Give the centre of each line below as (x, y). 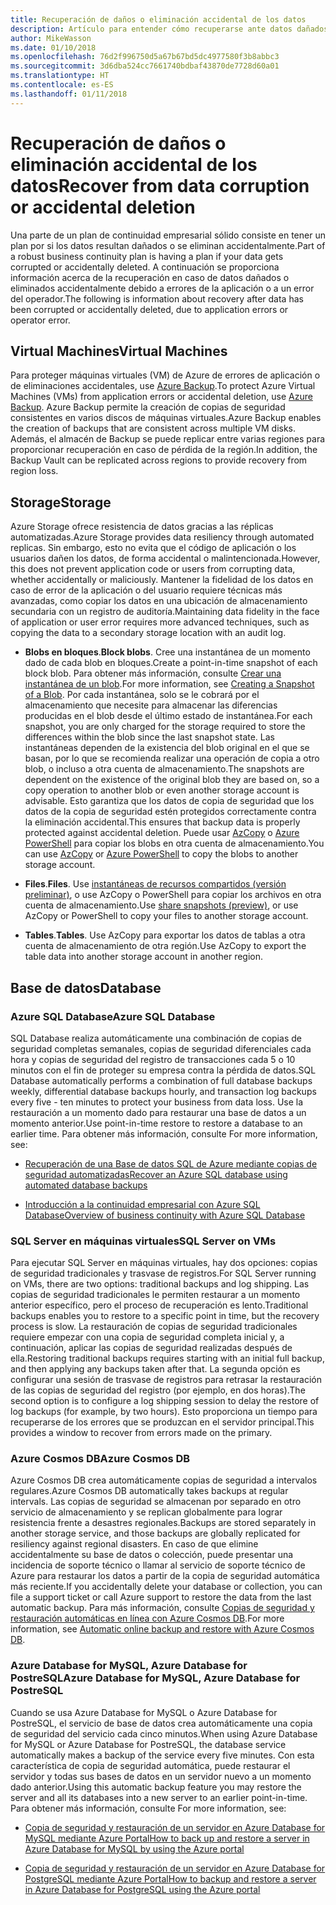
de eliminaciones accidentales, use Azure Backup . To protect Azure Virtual (163, 386)
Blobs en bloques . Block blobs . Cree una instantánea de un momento (167, 652)
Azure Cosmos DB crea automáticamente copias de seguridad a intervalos (164, 1480)
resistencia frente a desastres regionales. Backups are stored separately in (163, 1523)
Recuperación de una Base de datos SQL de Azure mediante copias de (171, 1163)
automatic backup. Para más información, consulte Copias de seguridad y (162, 1608)
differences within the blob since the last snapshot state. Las (150, 737)
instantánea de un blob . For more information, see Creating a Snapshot (169, 684)
